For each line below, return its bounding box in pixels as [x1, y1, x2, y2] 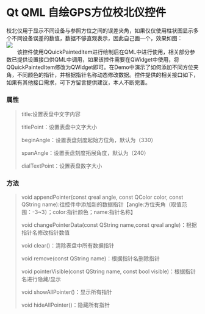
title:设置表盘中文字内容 [21, 110, 81, 118]
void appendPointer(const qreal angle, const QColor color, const [21, 193, 184, 201]
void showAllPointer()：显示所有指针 [21, 288, 113, 296]
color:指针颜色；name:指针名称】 [52, 208, 136, 215]
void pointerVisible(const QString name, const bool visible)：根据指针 [21, 268, 196, 275]
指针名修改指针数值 [21, 229, 70, 236]
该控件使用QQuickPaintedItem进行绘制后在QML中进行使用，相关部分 [16, 48, 190, 55]
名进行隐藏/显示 [21, 275, 61, 282]
